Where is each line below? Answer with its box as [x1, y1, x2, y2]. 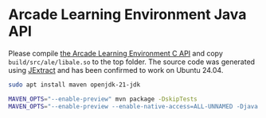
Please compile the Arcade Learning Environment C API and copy [8, 48, 223, 58]
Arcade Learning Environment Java [8, 6, 247, 24]
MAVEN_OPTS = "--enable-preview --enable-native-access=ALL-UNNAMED [8, 102, 233, 110]
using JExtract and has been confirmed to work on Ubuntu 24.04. [8, 65, 224, 74]
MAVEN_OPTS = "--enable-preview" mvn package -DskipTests [8, 95, 198, 103]
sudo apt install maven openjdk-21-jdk [8, 81, 141, 89]
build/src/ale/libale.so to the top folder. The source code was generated [8, 57, 256, 67]
